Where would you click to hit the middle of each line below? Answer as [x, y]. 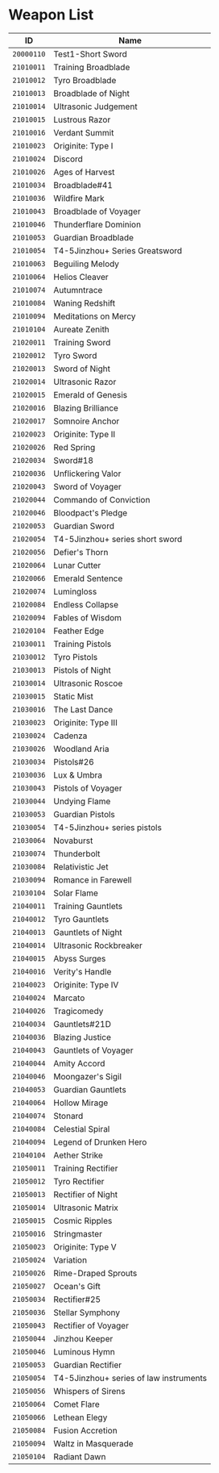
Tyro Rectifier [79, 1181]
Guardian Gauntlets [90, 1089]
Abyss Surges [80, 958]
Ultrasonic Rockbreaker [98, 945]
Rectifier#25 [77, 1299]
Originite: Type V [85, 1246]
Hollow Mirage [81, 1103]
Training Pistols [83, 644]
